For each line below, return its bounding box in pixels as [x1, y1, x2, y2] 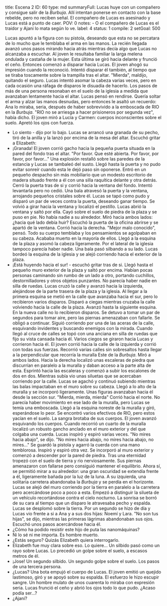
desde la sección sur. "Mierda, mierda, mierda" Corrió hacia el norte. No [12, 394, 161, 400]
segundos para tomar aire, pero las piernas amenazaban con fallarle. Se [12, 315, 160, 320]
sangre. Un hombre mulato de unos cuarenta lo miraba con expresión [12, 580, 155, 585]
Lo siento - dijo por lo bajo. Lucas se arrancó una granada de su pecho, [12, 130, 159, 135]
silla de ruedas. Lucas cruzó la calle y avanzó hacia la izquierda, [12, 283, 144, 289]
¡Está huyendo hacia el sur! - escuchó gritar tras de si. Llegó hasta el [12, 262, 153, 268]
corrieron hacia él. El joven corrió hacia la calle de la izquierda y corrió [12, 341, 157, 347]
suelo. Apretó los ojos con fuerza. [5, 120, 75, 126]
